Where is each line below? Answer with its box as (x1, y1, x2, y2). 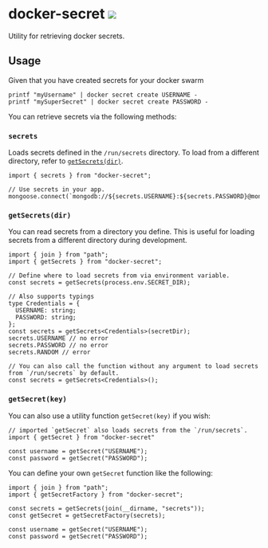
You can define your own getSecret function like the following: (8, 468, 213, 478)
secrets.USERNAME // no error (8, 335, 109, 342)
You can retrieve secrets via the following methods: (8, 112, 177, 121)
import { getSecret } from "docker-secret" (8, 433, 156, 441)
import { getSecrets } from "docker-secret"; (8, 258, 162, 266)
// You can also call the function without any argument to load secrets (8, 362, 259, 370)
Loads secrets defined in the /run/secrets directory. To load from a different (8, 148, 259, 158)
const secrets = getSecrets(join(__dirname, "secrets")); (8, 504, 205, 512)
